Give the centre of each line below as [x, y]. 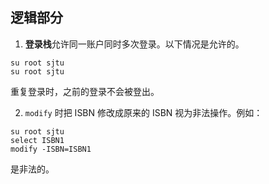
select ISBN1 [37, 140]
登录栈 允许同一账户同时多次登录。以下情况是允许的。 [134, 44]
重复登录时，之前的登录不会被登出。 [85, 91]
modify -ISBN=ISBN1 [51, 149]
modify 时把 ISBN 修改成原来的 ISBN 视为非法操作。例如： [143, 112]
